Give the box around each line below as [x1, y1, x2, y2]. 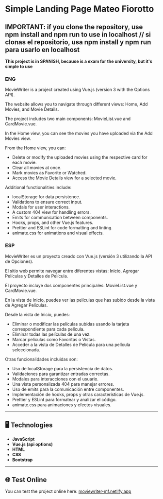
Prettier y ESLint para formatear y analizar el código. [12, 396, 117, 402]
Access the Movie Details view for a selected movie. [12, 175, 117, 181]
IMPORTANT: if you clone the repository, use [5, 23, 143, 31]
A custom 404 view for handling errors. [12, 209, 91, 215]
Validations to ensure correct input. [12, 199, 82, 205]
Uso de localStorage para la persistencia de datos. [12, 365, 113, 371]
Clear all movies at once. [12, 165, 62, 171]
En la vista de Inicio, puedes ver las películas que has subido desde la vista [5, 297, 155, 303]
